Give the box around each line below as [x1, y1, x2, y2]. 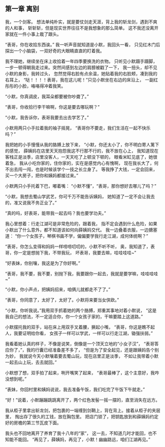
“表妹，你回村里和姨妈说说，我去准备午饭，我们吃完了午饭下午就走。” [5, 386, 145, 392]
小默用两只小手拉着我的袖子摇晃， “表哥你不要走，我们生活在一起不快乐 [5, 125, 151, 131]
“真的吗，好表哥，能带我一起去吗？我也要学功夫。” [5, 210, 106, 216]
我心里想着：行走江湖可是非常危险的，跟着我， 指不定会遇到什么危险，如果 [5, 220, 158, 226]
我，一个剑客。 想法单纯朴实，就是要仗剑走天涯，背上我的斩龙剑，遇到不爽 [5, 19, 158, 25]
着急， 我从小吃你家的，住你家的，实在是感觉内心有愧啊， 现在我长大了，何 [5, 160, 159, 166]
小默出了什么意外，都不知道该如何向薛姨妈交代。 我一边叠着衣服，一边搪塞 [5, 227, 158, 233]
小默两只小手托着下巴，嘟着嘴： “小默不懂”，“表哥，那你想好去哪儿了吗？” [5, 183, 157, 189]
